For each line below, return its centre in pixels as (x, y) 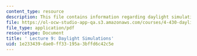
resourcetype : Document (35, 33)
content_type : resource (35, 11)
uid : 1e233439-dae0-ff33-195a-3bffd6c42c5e (60, 44)
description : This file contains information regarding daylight (87, 17)
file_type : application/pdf (40, 28)
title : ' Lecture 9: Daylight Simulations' (60, 38)
